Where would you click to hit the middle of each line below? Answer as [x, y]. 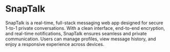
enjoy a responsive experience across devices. [55, 44]
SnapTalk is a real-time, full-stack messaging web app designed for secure [84, 23]
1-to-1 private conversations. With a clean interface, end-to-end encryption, [85, 28]
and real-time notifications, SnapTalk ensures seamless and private [76, 33]
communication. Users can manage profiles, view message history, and [81, 39]
